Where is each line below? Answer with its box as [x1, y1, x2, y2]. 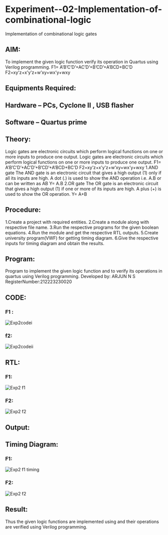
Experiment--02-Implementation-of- [5, 4, 162, 15]
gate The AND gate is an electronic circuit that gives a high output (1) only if [5, 170, 161, 176]
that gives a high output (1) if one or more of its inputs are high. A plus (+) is [5, 186, 161, 192]
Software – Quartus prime [5, 118, 87, 126]
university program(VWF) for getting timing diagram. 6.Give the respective [5, 235, 159, 241]
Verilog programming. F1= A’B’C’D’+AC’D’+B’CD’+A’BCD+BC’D [5, 64, 133, 70]
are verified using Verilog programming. [5, 523, 88, 530]
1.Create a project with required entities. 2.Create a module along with [5, 219, 149, 225]
